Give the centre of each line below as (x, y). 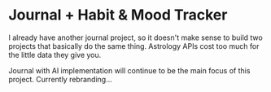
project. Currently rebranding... (60, 79)
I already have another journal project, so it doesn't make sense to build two (135, 37)
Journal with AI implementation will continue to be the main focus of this (129, 70)
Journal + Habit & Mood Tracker (118, 15)
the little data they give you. (55, 55)
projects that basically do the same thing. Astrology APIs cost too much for (134, 46)
